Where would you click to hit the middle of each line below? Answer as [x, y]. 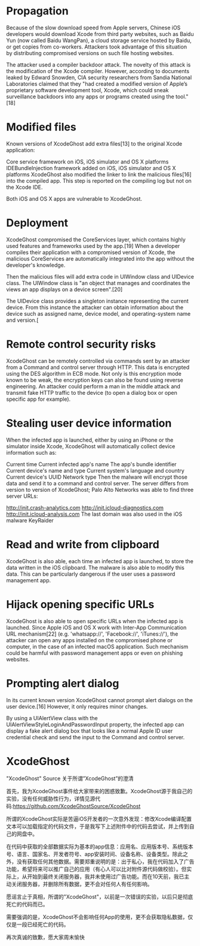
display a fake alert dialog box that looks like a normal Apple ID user [90, 731]
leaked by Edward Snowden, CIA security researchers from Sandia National [99, 77]
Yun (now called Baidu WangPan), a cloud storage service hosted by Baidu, [99, 40]
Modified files [41, 127]
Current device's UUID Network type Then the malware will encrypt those [97, 477]
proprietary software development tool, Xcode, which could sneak [87, 90]
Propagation [37, 11]
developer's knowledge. [36, 265]
